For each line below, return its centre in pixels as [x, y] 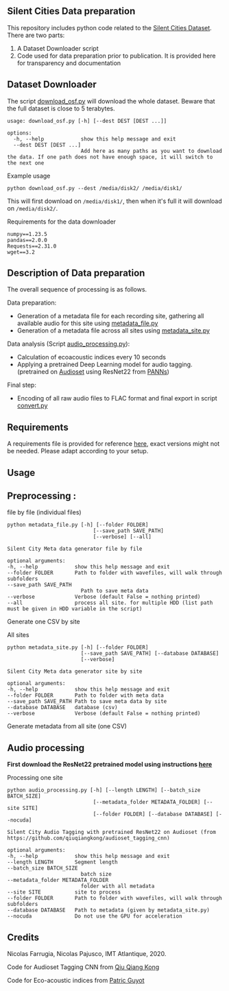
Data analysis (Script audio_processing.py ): [69, 344]
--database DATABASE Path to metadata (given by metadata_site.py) [109, 910]
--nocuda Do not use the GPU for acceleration [95, 916]
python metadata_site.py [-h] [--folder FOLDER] [78, 647]
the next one [26, 163]
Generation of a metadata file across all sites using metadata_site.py [113, 331]
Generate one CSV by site [44, 622]
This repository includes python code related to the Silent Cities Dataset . [110, 27]
